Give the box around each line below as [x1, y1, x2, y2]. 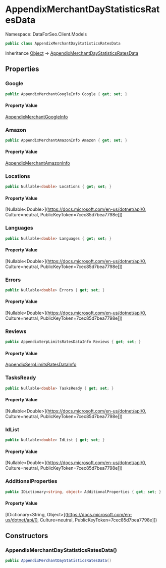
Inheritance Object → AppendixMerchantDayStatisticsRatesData [5, 50, 139, 56]
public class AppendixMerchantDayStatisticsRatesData [5, 41, 121, 46]
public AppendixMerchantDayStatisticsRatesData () [5, 558, 112, 563]
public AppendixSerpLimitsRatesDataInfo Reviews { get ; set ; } [5, 339, 141, 345]
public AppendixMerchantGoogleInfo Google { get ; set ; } [5, 91, 128, 97]
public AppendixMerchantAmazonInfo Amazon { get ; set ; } [5, 138, 128, 143]
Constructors [5, 531, 48, 540]
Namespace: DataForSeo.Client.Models [5, 31, 87, 37]
